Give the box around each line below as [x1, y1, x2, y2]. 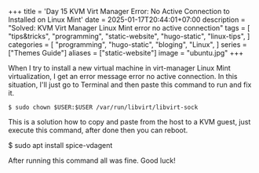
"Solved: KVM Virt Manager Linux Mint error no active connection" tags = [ [8, 23, 250, 32]
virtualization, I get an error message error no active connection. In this [8, 72, 238, 81]
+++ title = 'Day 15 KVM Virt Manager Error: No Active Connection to [8, 7, 230, 16]
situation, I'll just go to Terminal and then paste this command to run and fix [8, 80, 252, 89]
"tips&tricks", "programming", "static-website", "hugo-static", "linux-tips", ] [8, 31, 250, 41]
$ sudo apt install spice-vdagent [8, 141, 113, 150]
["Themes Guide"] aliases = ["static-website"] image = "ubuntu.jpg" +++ [8, 49, 244, 57]
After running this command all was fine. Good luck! [8, 156, 176, 165]
